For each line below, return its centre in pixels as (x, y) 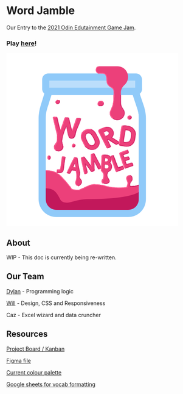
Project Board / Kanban (36, 349)
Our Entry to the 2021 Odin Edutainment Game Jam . (71, 27)
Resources (27, 334)
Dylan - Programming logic (40, 291)
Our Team (25, 277)
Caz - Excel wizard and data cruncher (54, 315)
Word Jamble (40, 11)
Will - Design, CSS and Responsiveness (56, 303)
